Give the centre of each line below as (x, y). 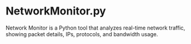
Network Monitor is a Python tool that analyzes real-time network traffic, (95, 28)
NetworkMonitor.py (56, 11)
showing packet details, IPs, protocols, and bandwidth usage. (82, 34)
